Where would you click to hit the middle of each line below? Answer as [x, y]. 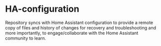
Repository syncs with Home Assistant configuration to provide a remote [79, 23]
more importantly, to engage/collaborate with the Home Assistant [72, 33]
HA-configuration [42, 9]
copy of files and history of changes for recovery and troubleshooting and [81, 27]
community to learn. [26, 38]
